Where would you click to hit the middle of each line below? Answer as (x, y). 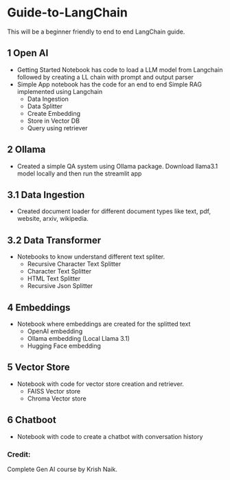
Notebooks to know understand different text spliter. (91, 257)
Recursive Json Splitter (60, 286)
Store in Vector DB (54, 121)
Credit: (19, 454)
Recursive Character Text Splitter (74, 264)
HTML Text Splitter (54, 278)
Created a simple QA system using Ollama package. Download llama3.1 (117, 166)
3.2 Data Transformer (54, 240)
